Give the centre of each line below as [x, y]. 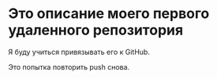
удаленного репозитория [96, 30]
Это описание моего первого [109, 14]
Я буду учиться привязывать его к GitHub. [79, 52]
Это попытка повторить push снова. [69, 66]
